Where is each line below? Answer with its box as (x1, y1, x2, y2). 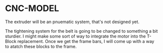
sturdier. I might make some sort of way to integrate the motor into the (5, 33, 146, 39)
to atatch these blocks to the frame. (5, 43, 77, 49)
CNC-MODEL (5, 3, 60, 14)
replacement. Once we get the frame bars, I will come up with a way (17, 38, 155, 44)
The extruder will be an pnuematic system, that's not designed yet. (5, 19, 140, 25)
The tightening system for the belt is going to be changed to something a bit (5, 28, 158, 34)
